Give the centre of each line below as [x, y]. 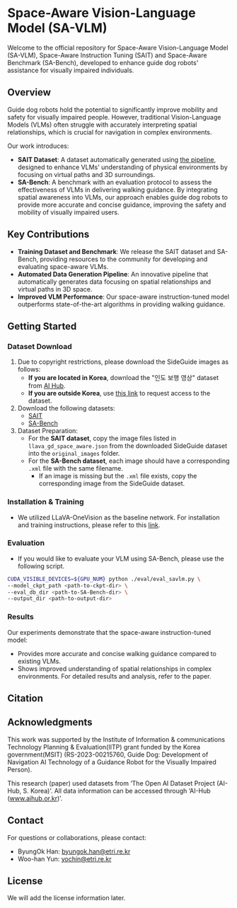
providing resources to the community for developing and [124, 259]
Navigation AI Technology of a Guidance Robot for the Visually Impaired [112, 762]
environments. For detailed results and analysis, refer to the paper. [114, 676]
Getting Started [42, 326]
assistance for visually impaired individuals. [71, 70]
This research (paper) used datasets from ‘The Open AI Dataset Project [111, 783]
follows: [29, 369]
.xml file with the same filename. [76, 469]
